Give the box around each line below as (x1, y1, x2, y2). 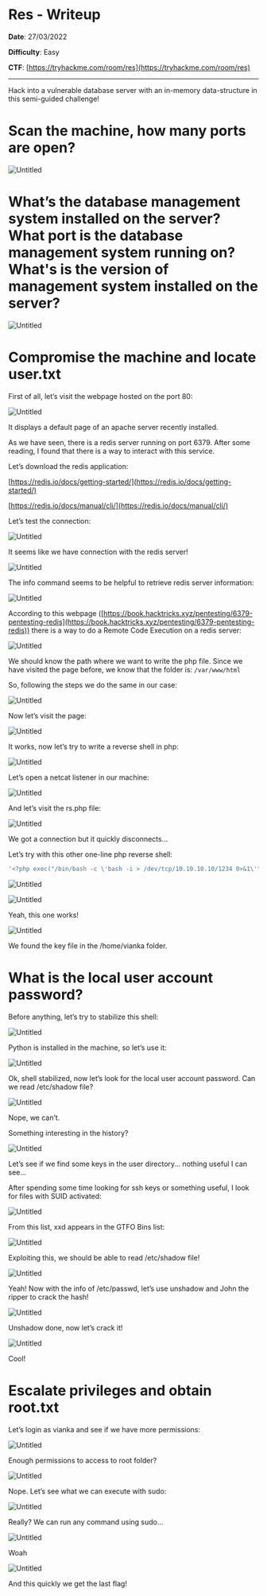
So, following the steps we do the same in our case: (8, 680, 177, 689)
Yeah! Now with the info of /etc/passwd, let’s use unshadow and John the (8, 1284, 250, 1293)
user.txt (8, 366, 61, 383)
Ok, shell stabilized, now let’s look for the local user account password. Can (8, 1073, 256, 1083)
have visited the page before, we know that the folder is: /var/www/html (8, 664, 241, 674)
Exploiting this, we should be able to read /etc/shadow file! (8, 1253, 200, 1262)
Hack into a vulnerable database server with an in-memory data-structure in (8, 85, 258, 95)
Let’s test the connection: (8, 516, 91, 525)
